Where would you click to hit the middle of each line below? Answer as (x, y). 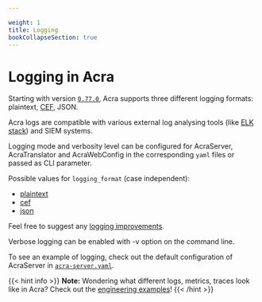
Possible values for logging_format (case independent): (99, 179)
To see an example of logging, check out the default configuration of (120, 257)
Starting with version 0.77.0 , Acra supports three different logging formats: (131, 99)
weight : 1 (25, 22)
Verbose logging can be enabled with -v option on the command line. (121, 242)
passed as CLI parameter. (50, 163)
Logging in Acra (62, 77)
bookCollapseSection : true (53, 37)
